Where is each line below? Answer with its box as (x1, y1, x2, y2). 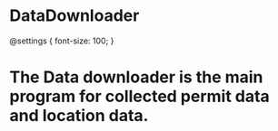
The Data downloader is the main (9, 67, 263, 88)
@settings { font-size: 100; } (9, 35, 114, 46)
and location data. (9, 106, 149, 126)
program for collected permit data (9, 87, 270, 107)
